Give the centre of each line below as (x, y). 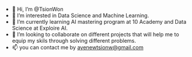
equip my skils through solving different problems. (74, 41)
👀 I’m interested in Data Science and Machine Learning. (80, 15)
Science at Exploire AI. (40, 28)
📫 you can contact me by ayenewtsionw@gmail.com (78, 47)
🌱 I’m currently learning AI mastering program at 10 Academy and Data (99, 22)
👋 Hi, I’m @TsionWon (38, 9)
